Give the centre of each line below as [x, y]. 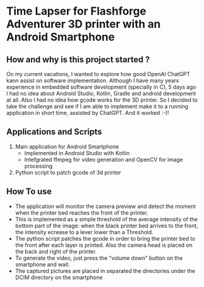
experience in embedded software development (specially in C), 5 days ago [101, 87]
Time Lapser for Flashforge [76, 11]
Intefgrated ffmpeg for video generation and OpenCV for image [104, 159]
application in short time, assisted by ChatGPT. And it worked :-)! [88, 113]
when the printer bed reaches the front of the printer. [82, 213]
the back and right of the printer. [56, 251]
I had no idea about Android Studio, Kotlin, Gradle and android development [101, 93]
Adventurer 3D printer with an [83, 24]
